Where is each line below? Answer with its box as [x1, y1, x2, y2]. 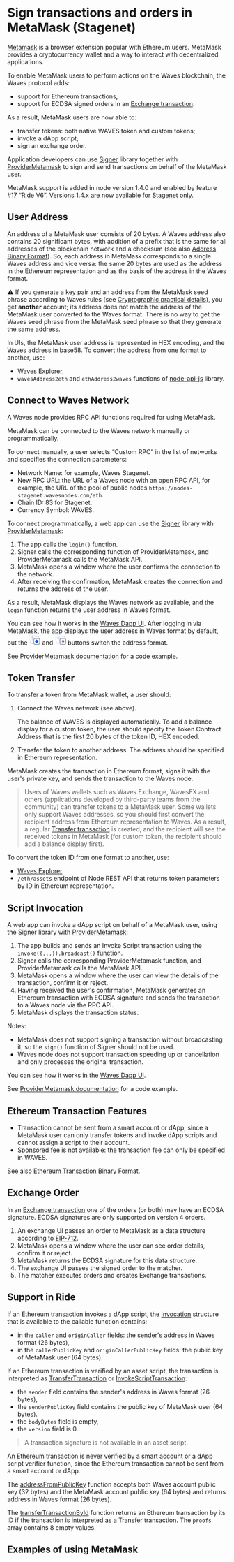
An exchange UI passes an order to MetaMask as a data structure [17, 1226, 206, 1234]
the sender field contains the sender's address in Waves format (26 [17, 1387, 210, 1396]
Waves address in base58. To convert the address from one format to [7, 346, 207, 354]
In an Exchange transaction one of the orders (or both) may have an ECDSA [7, 1205, 224, 1213]
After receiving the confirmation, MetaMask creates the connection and [17, 577, 223, 585]
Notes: [7, 1022, 26, 1030]
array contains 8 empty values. [7, 1523, 96, 1531]
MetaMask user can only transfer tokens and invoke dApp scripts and [17, 1131, 217, 1139]
